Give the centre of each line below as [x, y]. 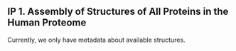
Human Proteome [47, 23]
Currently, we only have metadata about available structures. [97, 40]
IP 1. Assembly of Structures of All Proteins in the [118, 12]
